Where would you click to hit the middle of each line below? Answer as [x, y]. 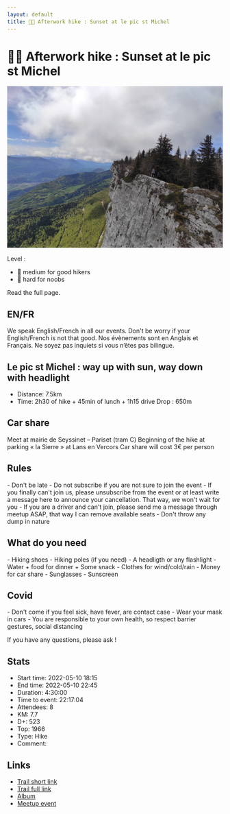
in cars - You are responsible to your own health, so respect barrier [102, 619]
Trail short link [37, 781]
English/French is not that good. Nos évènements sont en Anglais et [103, 338]
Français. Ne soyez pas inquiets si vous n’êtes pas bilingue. [91, 346]
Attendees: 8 [35, 707]
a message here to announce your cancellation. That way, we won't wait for [114, 499]
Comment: [31, 743]
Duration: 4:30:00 [42, 693]
